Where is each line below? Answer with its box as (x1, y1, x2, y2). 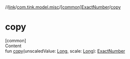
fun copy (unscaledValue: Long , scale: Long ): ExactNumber (5, 48, 125, 54)
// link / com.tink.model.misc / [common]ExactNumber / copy (5, 4, 121, 10)
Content (5, 43, 22, 49)
